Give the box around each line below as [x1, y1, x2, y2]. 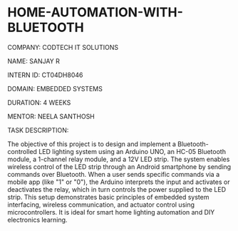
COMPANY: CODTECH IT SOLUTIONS [7, 43, 119, 51]
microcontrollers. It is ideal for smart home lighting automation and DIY [7, 207, 215, 216]
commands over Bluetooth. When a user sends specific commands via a [7, 170, 219, 178]
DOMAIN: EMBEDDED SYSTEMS [7, 84, 103, 93]
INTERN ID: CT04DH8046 [7, 71, 83, 79]
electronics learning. [7, 215, 68, 224]
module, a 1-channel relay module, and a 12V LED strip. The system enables [7, 155, 230, 163]
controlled [7, 147, 38, 155]
